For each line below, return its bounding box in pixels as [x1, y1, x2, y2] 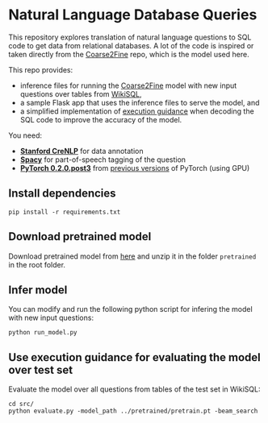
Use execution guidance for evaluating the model [8, 350, 261, 364]
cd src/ [8, 400, 35, 408]
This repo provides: [8, 64, 73, 74]
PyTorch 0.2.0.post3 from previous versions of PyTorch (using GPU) [19, 163, 250, 172]
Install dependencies [8, 187, 116, 201]
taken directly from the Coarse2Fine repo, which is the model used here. [8, 49, 249, 59]
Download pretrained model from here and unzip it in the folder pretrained [8, 251, 257, 261]
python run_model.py [8, 329, 78, 337]
